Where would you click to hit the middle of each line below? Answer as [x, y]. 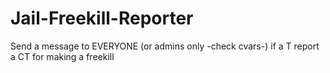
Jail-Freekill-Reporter [102, 18]
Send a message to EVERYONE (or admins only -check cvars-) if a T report [165, 46]
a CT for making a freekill [62, 56]
